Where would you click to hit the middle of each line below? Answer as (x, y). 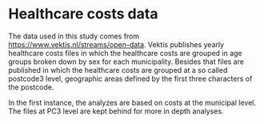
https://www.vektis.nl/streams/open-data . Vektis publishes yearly (116, 44)
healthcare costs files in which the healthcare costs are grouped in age (125, 53)
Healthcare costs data (83, 14)
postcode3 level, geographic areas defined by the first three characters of (130, 78)
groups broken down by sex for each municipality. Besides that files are (126, 62)
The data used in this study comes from (74, 36)
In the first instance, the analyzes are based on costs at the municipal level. (132, 102)
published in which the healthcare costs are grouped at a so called (118, 70)
